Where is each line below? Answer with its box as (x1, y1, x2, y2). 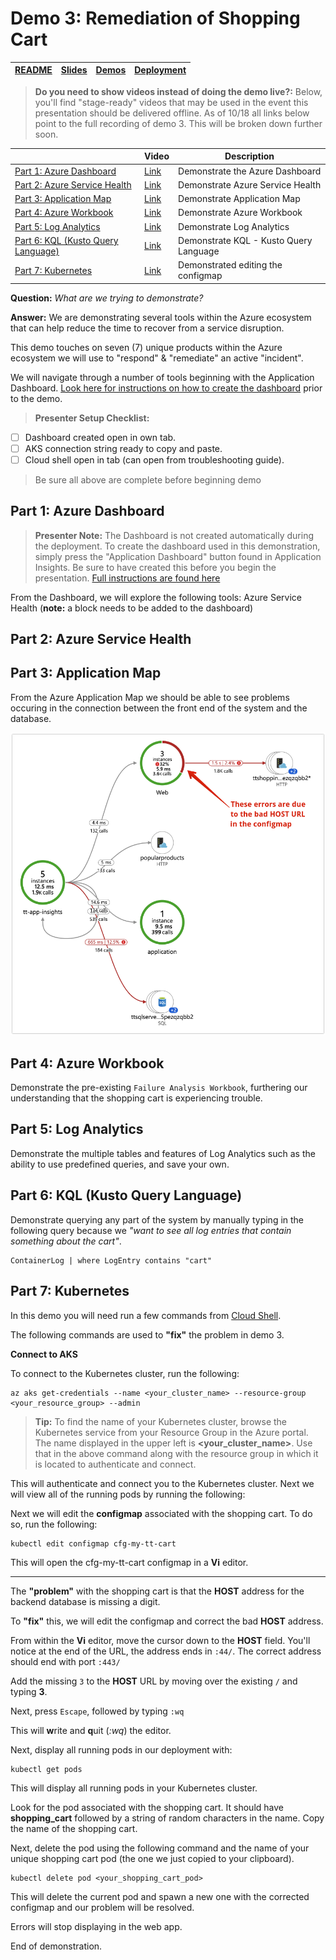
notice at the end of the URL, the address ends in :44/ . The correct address (10, 1645, 322, 1657)
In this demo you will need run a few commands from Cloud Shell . (10, 1309, 282, 1321)
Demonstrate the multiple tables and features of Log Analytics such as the (10, 1147, 316, 1159)
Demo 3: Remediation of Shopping (10, 7, 301, 30)
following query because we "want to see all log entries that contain (10, 1224, 292, 1236)
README (14, 64, 53, 76)
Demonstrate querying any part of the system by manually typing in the (10, 1213, 305, 1226)
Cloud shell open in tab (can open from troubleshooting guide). (24, 453, 285, 466)
